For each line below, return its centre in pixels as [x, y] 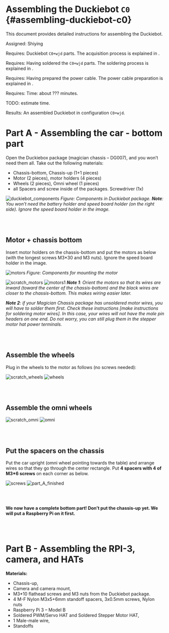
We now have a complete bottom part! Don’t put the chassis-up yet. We [82, 508]
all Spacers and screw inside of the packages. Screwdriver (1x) [78, 189]
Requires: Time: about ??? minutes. [42, 93]
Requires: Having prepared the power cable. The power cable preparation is [84, 78]
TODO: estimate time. [28, 103]
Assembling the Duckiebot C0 [68, 9]
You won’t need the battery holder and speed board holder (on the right [80, 204]
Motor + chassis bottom [44, 240]
